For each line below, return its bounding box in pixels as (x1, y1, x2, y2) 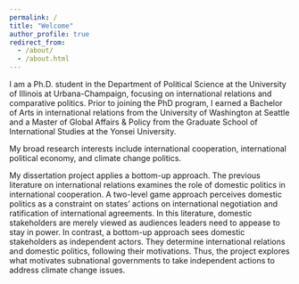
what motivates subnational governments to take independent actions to (9, 256, 275, 265)
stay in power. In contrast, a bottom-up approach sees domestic (9, 227, 245, 237)
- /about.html (17, 54, 70, 63)
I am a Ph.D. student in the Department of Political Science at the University (9, 79, 287, 89)
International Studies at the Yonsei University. (9, 126, 177, 136)
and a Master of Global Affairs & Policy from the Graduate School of (9, 117, 258, 127)
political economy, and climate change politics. (9, 153, 181, 163)
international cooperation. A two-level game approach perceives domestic (9, 189, 283, 199)
